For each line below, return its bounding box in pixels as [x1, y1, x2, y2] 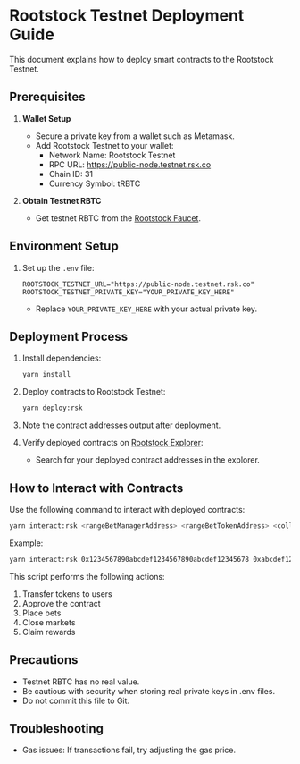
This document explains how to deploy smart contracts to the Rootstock [9, 54, 274, 64]
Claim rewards [21, 626, 76, 637]
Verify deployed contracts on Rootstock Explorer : [21, 437, 204, 448]
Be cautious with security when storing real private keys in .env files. [21, 685, 275, 696]
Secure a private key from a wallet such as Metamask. [35, 131, 235, 141]
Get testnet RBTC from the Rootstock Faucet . [35, 212, 201, 224]
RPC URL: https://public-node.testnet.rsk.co [48, 158, 212, 170]
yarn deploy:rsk [21, 403, 83, 412]
